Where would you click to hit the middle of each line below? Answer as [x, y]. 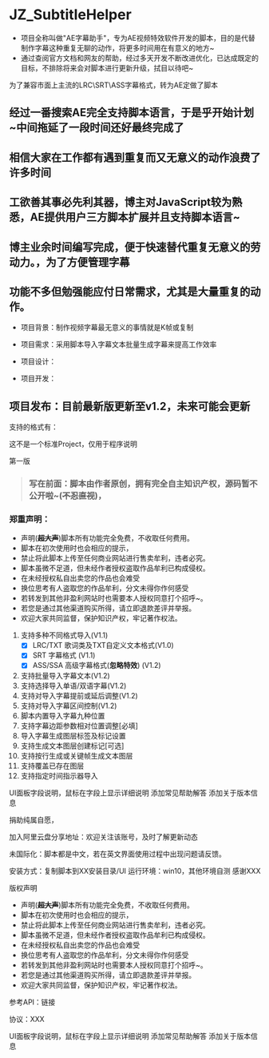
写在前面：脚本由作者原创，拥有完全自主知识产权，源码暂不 [143, 484]
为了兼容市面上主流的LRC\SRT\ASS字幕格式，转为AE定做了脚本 [114, 85]
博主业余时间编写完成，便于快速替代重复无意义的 [130, 247]
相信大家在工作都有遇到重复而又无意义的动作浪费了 [135, 157]
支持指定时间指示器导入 [59, 775]
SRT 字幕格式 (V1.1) [64, 655]
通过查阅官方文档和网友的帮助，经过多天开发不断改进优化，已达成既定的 [139, 58]
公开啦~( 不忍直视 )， [67, 496]
